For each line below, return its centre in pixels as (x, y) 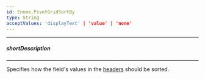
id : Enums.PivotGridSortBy (41, 12)
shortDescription (28, 48)
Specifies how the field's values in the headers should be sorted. (88, 69)
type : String (23, 18)
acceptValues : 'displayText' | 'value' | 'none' (69, 23)
